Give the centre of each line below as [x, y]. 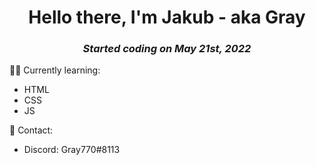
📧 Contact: [31, 130]
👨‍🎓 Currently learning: [55, 70]
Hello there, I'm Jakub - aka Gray [167, 17]
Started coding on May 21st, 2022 [167, 49]
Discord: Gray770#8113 [72, 150]
